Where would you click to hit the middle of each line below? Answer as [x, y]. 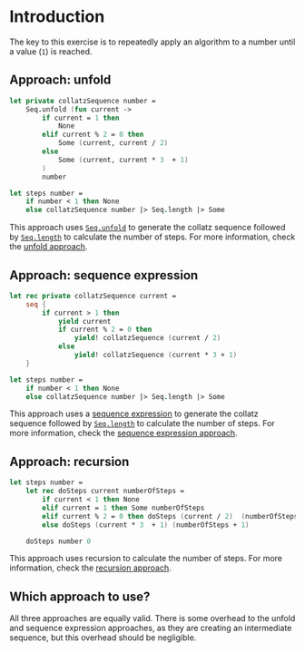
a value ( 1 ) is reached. [51, 51]
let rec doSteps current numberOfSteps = [105, 491]
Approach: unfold [60, 80]
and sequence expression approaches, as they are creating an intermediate [151, 628]
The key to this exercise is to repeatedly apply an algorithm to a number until [152, 42]
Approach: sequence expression [104, 275]
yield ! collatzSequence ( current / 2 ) [148, 338]
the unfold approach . [49, 247]
